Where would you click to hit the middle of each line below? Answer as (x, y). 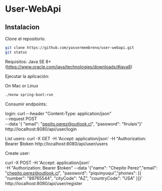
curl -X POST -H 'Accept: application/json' (48, 163)
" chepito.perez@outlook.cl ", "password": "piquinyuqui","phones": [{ (73, 173)
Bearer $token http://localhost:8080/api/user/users (57, 144)
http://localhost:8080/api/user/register (44, 183)
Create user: (18, 153)
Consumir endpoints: (26, 104)
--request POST (21, 119)
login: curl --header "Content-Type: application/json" (58, 113)
